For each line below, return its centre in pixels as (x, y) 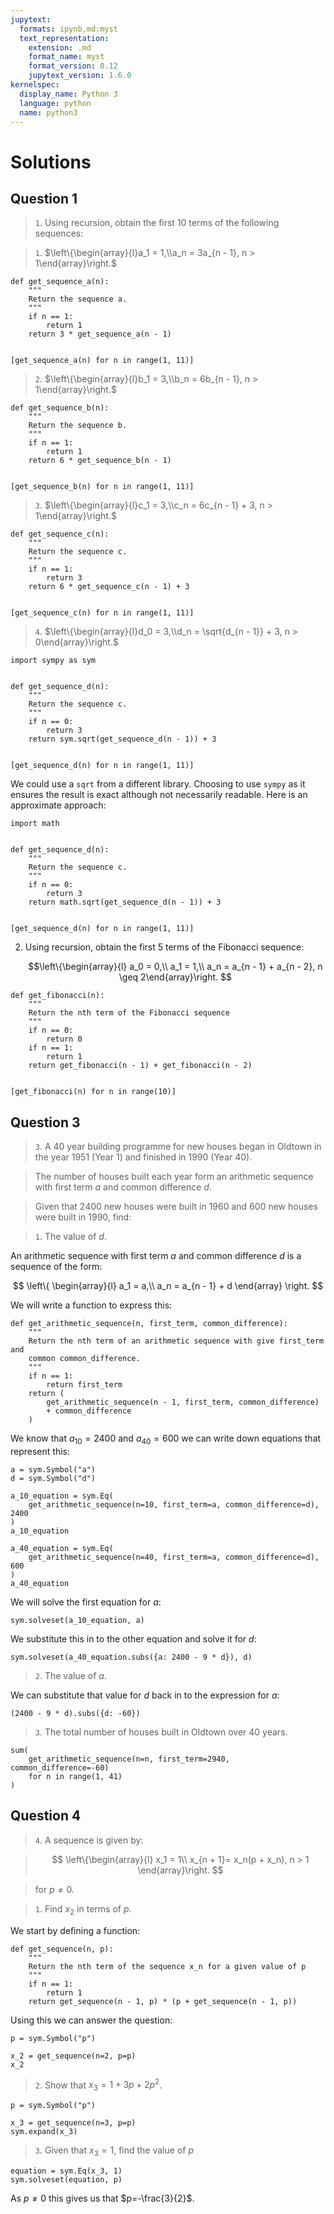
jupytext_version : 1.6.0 (80, 76)
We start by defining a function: (75, 1930)
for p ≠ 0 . (54, 1889)
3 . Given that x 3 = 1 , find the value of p (114, 2151)
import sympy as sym (53, 661)
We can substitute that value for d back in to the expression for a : (145, 1695)
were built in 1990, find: (83, 1217)
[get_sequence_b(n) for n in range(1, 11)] (102, 487)
